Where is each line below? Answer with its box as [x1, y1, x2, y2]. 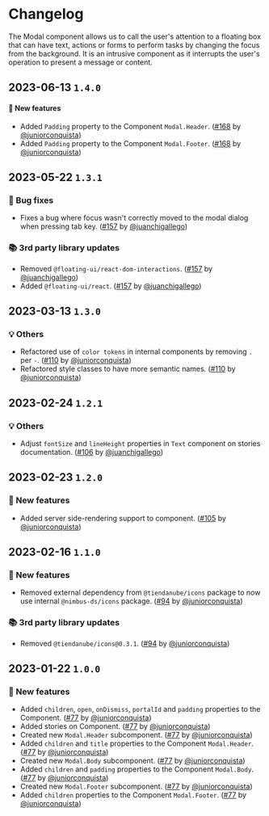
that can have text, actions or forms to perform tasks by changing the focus [8, 40, 260, 49]
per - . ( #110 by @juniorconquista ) [19, 355, 132, 365]
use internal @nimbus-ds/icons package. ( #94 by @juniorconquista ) [19, 596, 244, 606]
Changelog [8, 5, 84, 23]
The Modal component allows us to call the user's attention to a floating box [8, 32, 261, 41]
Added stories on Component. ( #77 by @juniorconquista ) [19, 721, 211, 731]
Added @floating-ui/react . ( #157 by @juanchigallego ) [19, 280, 202, 291]
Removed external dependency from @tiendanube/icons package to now [19, 587, 261, 598]
